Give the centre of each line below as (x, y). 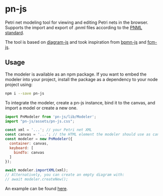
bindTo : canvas (29, 152)
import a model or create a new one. (41, 108)
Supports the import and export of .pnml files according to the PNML (74, 27)
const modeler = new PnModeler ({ (39, 139)
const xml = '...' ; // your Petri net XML (49, 130)
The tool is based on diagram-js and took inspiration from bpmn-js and (76, 42)
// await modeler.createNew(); (37, 180)
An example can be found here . (36, 188)
